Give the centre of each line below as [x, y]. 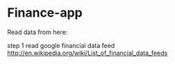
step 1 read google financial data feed [61, 45]
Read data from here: [37, 32]
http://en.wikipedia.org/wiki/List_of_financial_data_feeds [87, 53]
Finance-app [45, 13]
